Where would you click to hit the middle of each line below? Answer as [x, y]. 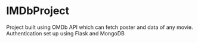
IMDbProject [38, 11]
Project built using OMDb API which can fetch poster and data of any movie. [100, 27]
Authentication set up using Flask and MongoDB [66, 33]
